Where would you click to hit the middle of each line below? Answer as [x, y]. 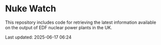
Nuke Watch [31, 9]
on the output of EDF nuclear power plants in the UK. [59, 27]
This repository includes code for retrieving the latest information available [81, 22]
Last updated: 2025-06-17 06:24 [38, 37]
